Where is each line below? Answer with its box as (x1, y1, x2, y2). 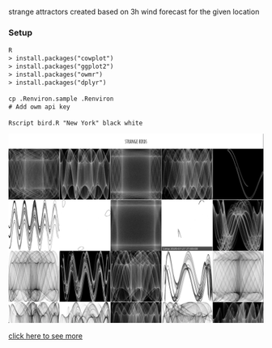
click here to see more (8, 331, 83, 341)
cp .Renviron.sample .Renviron (8, 95, 114, 104)
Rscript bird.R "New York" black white (8, 119, 143, 128)
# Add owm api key (8, 103, 70, 112)
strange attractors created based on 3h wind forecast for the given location (8, 7, 260, 16)
